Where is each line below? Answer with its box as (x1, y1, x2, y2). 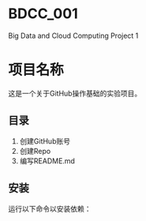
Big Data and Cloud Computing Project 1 (8, 31, 139, 40)
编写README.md (19, 155, 75, 166)
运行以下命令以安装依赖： (8, 204, 92, 213)
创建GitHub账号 (19, 136, 71, 146)
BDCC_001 (8, 5, 78, 23)
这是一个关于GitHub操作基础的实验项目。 (8, 88, 142, 98)
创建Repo (19, 146, 51, 155)
